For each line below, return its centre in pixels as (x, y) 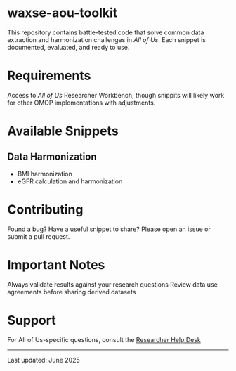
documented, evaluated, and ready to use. (68, 47)
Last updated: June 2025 (44, 360)
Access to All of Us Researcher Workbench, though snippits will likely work (116, 95)
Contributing (45, 210)
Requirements (49, 76)
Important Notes (56, 265)
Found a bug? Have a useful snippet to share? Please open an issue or (109, 229)
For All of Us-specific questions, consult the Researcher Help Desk (104, 339)
